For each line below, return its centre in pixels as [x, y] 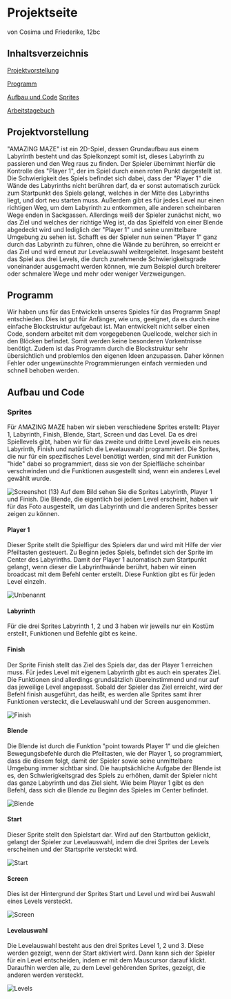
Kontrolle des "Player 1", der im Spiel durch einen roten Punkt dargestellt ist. [115, 171]
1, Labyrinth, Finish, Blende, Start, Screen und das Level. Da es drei [102, 435]
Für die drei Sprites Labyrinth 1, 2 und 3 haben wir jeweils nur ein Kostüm [111, 626]
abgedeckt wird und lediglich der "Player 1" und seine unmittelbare [102, 229]
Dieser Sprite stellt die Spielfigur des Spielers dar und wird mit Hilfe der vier [114, 545]
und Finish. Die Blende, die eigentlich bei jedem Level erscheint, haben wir [113, 499]
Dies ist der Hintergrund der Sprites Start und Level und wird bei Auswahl [111, 894]
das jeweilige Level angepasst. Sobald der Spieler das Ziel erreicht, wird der [115, 687]
